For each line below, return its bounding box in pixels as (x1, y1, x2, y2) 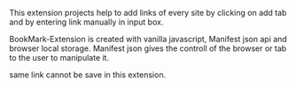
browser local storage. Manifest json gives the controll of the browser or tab (9, 43, 287, 54)
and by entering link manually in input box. (9, 17, 164, 27)
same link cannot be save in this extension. (9, 69, 167, 80)
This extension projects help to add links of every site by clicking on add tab (9, 8, 287, 18)
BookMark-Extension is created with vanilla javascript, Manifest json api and (9, 34, 288, 44)
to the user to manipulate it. (9, 53, 109, 62)
